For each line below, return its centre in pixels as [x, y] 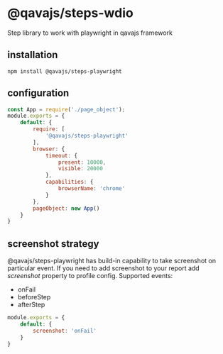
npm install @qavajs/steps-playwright [65, 71]
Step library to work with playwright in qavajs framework [90, 33]
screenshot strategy [53, 244]
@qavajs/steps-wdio [70, 13]
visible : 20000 [80, 169]
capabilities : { [69, 182]
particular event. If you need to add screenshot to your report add [104, 268]
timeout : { [61, 155]
